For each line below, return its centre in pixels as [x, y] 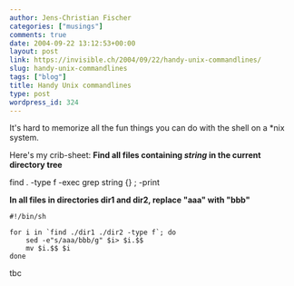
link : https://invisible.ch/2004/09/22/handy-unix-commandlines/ [135, 60]
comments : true [38, 35]
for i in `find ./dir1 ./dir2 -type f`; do [93, 232]
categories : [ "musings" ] [56, 26]
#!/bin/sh [28, 217]
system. [24, 138]
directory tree [36, 165]
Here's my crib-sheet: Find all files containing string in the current [135, 155]
